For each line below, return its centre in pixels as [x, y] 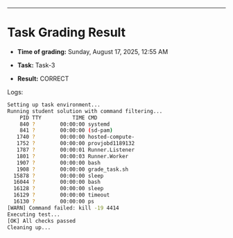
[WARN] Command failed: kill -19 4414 [63, 208]
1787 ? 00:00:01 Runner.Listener [76, 150]
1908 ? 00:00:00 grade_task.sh [72, 169]
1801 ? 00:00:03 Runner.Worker [72, 156]
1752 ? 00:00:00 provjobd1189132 [76, 144]
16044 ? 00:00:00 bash [57, 182]
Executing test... [34, 214]
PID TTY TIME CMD [59, 118]
